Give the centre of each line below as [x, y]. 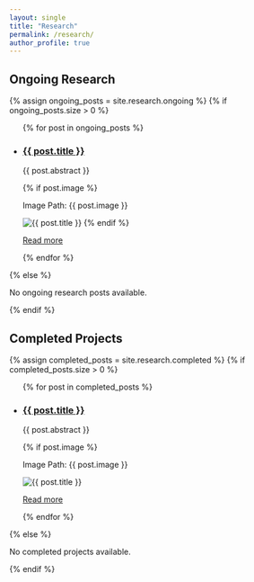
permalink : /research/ [52, 34]
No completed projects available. [70, 552]
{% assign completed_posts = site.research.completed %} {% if [127, 360]
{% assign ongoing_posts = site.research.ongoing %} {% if [118, 101]
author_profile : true [50, 43]
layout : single [38, 18]
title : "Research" [44, 26]
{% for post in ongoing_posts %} [83, 128]
